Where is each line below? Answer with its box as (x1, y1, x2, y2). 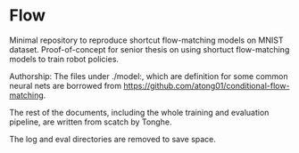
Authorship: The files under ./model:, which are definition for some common (9, 70, 288, 81)
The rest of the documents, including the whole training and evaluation (9, 107, 270, 117)
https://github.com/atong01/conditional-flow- (123, 80, 290, 91)
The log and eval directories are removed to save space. (9, 133, 217, 144)
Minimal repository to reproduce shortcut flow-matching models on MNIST (9, 35, 284, 45)
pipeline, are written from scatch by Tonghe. (9, 117, 172, 127)
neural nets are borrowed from (9, 80, 122, 91)
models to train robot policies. (9, 53, 119, 64)
